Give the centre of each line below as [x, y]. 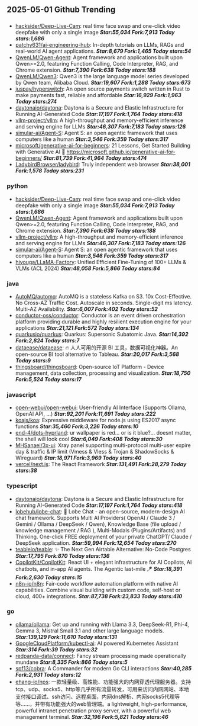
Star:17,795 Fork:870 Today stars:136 [62, 555]
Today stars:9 [33, 360]
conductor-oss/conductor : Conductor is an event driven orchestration [100, 315]
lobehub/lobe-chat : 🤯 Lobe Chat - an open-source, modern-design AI [100, 511]
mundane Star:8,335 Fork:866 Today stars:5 [71, 662]
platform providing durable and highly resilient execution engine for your [103, 322]
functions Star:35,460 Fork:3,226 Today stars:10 [77, 426]
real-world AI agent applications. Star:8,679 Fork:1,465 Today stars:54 [103, 51]
